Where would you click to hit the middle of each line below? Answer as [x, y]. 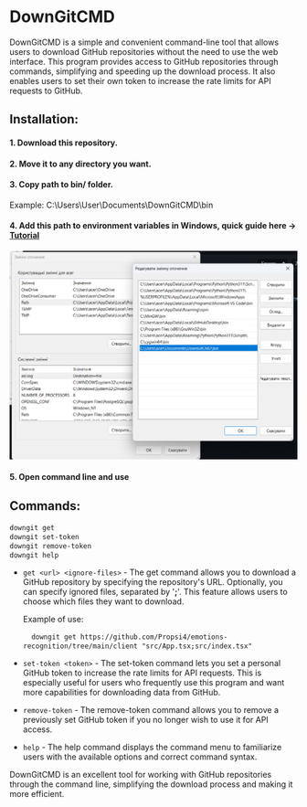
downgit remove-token [51, 547]
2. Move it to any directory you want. [81, 164]
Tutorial [25, 236]
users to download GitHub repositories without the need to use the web [144, 51]
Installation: [44, 119]
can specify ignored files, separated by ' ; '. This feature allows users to [155, 592]
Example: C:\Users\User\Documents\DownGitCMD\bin [111, 205]
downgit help [34, 556]
